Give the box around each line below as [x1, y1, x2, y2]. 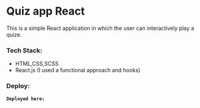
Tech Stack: [6, 46, 43, 54]
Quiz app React [6, 4, 85, 18]
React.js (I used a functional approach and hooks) [15, 67, 141, 74]
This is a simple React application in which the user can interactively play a [6, 24, 195, 32]
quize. [6, 31, 22, 38]
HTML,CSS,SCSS [15, 60, 59, 68]
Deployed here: [6, 96, 45, 102]
